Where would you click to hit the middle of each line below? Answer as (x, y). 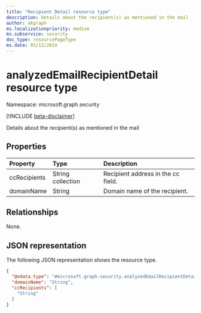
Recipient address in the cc (141, 174)
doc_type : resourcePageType (41, 40)
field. (110, 181)
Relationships (32, 212)
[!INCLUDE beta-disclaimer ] (40, 116)
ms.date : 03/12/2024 (32, 46)
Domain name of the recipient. (146, 191)
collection (67, 181)
